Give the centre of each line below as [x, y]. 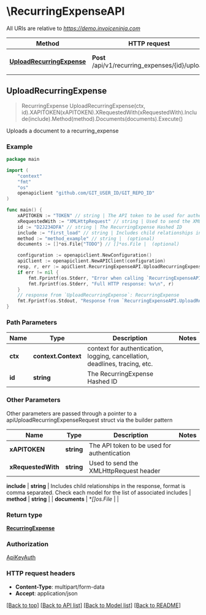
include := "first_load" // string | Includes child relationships [105, 233]
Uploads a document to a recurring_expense [63, 131]
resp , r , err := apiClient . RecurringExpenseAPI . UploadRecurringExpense [111, 267]
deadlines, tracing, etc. [120, 364]
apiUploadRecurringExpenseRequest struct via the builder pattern [90, 420]
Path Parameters [32, 322]
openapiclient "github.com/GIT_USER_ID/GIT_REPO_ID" [86, 193]
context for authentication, [125, 349]
